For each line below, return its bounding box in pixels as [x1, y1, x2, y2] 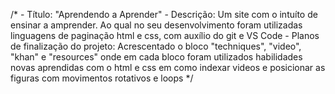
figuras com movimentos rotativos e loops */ [10, 72, 194, 84]
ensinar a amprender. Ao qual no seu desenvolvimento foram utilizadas [10, 19, 303, 31]
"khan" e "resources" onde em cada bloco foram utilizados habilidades [10, 51, 303, 63]
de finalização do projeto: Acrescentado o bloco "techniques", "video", [10, 40, 302, 52]
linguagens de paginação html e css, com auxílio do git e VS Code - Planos [10, 30, 320, 41]
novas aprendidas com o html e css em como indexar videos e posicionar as [10, 62, 326, 73]
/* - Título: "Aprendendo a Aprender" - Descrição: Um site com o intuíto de [10, 9, 318, 20]
